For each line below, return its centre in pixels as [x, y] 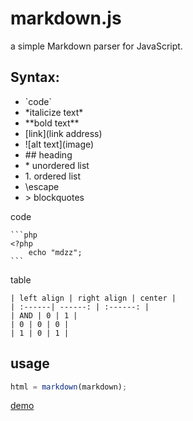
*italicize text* [54, 112]
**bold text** [52, 123]
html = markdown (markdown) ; [69, 387]
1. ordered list [53, 176]
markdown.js [66, 18]
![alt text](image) [59, 144]
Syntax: [35, 77]
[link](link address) [63, 133]
